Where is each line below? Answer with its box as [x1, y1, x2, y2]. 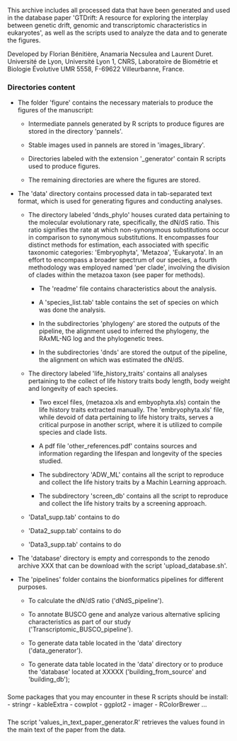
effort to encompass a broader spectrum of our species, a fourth [28, 256, 217, 264]
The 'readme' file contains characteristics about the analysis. [38, 284, 217, 293]
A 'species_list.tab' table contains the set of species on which [38, 298, 219, 307]
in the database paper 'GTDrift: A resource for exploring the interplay [7, 13, 209, 22]
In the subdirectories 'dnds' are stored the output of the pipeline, [38, 348, 228, 356]
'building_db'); [28, 675, 71, 684]
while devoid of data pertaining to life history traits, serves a [38, 413, 214, 421]
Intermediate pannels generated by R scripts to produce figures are [28, 119, 225, 128]
